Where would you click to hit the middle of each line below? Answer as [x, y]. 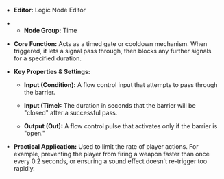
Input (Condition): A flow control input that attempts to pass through [121, 85]
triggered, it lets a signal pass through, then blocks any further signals [112, 51]
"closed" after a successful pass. [71, 113]
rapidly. [24, 168]
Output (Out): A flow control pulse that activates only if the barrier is [121, 126]
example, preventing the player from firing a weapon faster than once [112, 154]
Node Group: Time [50, 31]
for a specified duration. [48, 58]
